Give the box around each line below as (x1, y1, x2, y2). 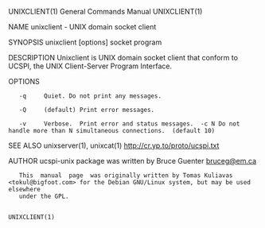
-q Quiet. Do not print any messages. (18, 92, 162, 100)
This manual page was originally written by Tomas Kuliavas (18, 172, 233, 180)
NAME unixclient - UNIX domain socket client (8, 22, 157, 31)
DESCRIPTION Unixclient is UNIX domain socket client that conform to (8, 53, 239, 62)
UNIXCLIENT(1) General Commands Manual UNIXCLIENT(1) (8, 7, 203, 16)
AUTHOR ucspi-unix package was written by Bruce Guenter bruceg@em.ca (8, 157, 257, 165)
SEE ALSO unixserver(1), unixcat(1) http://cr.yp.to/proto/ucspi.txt (8, 141, 220, 150)
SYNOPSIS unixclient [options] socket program (8, 37, 162, 47)
